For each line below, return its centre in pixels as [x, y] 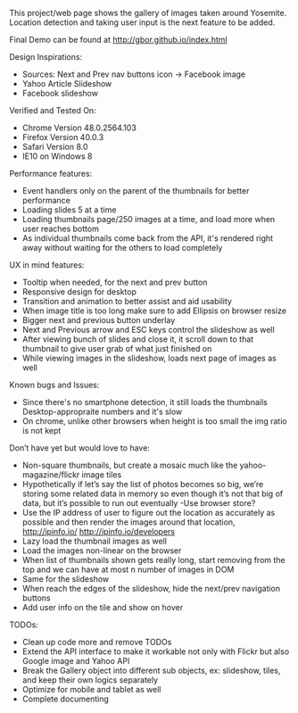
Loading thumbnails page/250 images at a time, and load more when [149, 219]
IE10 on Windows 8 [57, 156]
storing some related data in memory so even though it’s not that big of [153, 493]
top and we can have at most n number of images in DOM [128, 569]
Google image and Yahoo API [76, 661]
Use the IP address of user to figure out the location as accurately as [149, 513]
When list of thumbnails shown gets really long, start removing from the [153, 560]
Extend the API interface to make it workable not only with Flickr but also [156, 651]
